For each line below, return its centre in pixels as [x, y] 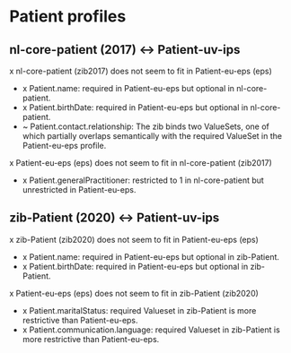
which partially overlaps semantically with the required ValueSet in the [152, 136]
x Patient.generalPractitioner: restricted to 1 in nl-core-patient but [143, 180]
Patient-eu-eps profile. [64, 146]
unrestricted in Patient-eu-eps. [79, 189]
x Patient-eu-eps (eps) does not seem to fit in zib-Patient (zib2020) [134, 293]
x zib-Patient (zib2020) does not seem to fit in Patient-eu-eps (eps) [134, 239]
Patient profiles [68, 17]
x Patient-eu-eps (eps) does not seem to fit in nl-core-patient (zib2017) [141, 163]
